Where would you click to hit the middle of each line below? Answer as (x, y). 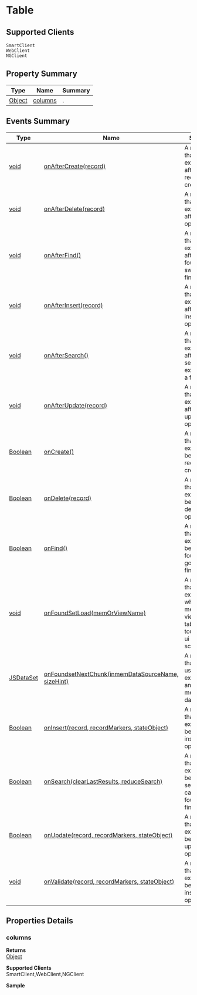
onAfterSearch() (66, 355)
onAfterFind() (62, 255)
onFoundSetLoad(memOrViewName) (95, 613)
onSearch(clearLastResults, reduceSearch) (103, 781)
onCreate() (59, 452)
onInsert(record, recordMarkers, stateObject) (106, 728)
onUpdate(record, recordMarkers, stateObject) (108, 835)
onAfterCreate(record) (75, 166)
